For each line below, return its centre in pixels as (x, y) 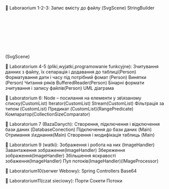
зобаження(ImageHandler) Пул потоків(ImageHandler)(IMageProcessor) (82, 161)
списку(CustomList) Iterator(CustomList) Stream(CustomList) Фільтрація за (85, 103)
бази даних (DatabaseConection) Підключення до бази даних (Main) (79, 129)
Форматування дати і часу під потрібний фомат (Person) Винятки (76, 77)
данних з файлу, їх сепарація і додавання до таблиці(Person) (71, 72)
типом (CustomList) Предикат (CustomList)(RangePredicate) (69, 109)
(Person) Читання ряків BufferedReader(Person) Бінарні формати (75, 83)
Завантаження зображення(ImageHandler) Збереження (65, 150)
